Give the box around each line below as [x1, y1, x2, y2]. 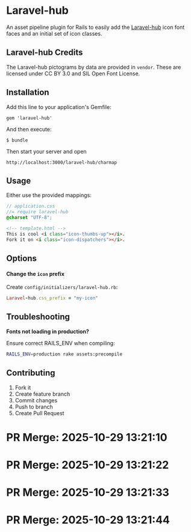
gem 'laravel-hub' [6, 115, 52, 121]
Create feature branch [14, 390, 70, 398]
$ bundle [6, 137, 28, 143]
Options [6, 254, 37, 264]
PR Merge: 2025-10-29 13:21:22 [6, 458, 169, 472]
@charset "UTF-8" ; [6, 214, 52, 221]
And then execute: [6, 125, 52, 133]
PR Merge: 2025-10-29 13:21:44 [6, 513, 170, 527]
